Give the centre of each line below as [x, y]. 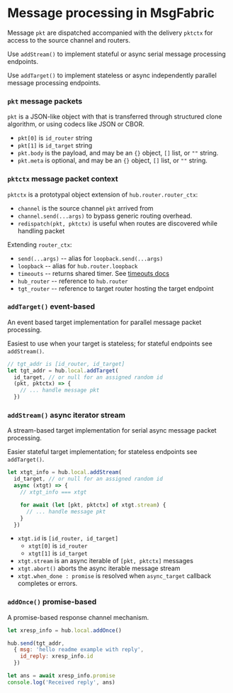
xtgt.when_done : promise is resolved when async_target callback [114, 576]
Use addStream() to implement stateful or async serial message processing [117, 54]
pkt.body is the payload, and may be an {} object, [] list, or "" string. [118, 153]
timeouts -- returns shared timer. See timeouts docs [93, 273]
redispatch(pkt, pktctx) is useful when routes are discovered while [118, 223]
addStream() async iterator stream [67, 415]
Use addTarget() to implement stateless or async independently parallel [112, 75]
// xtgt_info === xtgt [53, 492]
